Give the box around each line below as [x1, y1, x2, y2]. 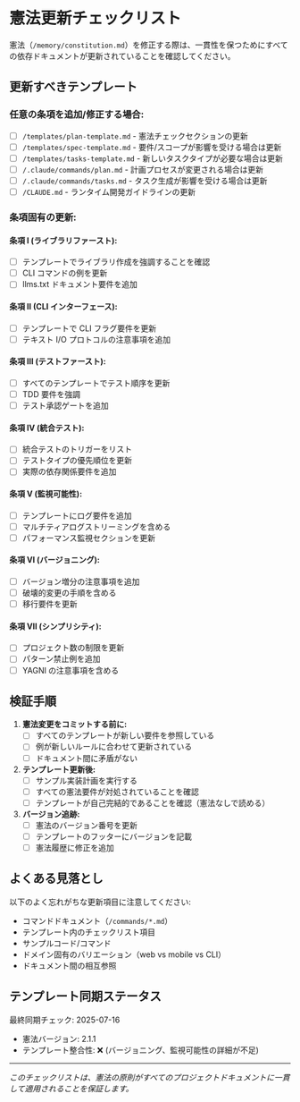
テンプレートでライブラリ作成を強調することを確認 [21, 257, 211, 267]
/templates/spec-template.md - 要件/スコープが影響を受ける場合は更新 [21, 141, 282, 152]
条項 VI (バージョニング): [9, 555, 100, 565]
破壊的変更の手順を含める [21, 588, 117, 598]
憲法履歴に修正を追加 [35, 842, 114, 852]
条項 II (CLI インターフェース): [9, 301, 118, 311]
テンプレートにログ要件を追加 [21, 510, 132, 521]
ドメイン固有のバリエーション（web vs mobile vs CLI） [21, 949, 226, 960]
